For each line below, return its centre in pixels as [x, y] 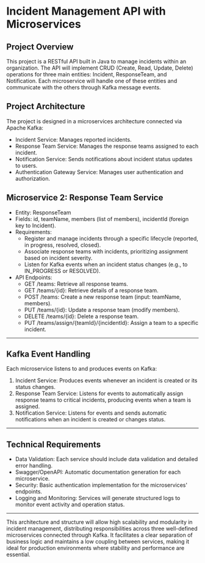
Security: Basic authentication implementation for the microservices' [101, 485]
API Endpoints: [34, 277]
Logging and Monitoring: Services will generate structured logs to [98, 498]
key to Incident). [35, 225]
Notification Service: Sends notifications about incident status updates [104, 159]
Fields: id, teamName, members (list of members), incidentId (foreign [102, 219]
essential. [18, 554]
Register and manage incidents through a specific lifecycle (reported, [111, 238]
